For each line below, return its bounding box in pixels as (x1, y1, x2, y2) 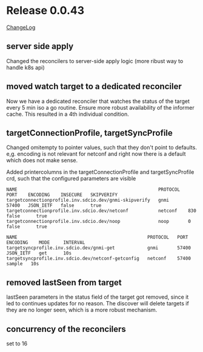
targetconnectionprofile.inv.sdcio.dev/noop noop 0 (6, 219, 191, 225)
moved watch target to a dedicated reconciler (6, 81, 182, 91)
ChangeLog (6, 24, 36, 31)
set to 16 (6, 340, 28, 347)
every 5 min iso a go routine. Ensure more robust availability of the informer (6, 104, 195, 111)
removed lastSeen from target (6, 277, 122, 288)
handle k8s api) (6, 64, 45, 71)
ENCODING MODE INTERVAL (6, 240, 85, 246)
